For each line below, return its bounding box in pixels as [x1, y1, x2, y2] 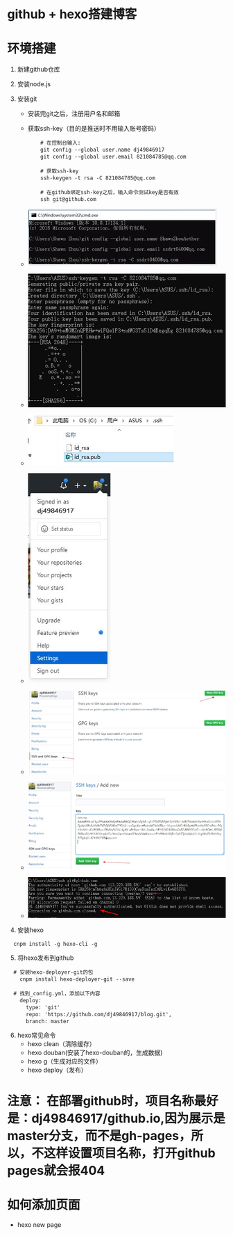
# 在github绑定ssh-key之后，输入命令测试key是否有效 [40, 189, 179, 196]
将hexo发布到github [17, 954, 74, 962]
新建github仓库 [17, 65, 60, 74]
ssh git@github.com [40, 196, 97, 203]
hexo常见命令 [17, 1031, 56, 1040]
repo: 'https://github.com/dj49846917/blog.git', [25, 1011, 172, 1018]
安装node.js [17, 80, 51, 88]
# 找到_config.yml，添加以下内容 [13, 990, 101, 997]
